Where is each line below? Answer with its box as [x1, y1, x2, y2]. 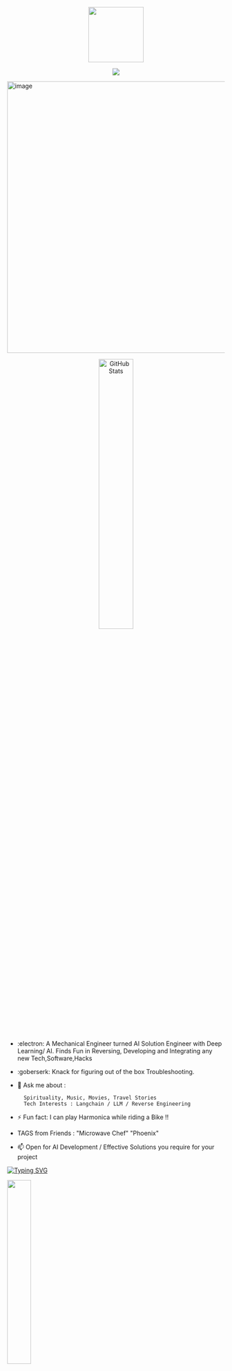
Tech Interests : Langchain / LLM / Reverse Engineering [23, 1100, 191, 1107]
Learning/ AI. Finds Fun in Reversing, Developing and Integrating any [17, 1047, 213, 1055]
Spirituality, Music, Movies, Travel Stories [23, 1094, 157, 1101]
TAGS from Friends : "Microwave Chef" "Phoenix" [17, 1129, 159, 1137]
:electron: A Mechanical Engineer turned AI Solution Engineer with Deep [17, 1039, 222, 1048]
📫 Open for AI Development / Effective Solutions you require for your [17, 1143, 215, 1151]
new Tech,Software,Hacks [17, 1054, 93, 1062]
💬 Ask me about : [17, 1081, 66, 1089]
